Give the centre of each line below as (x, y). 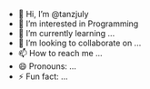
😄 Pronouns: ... (47, 66)
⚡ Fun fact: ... (43, 76)
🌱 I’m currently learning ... (66, 33)
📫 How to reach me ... (60, 53)
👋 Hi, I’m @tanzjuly (53, 14)
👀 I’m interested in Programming (78, 24)
